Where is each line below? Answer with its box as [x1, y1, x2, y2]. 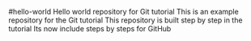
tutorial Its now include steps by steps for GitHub [8, 24, 172, 33]
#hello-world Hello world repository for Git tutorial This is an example [8, 7, 239, 16]
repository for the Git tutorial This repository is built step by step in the [8, 15, 243, 25]
